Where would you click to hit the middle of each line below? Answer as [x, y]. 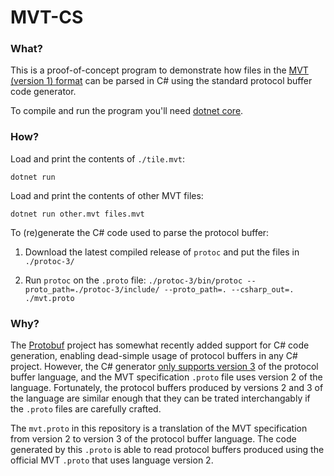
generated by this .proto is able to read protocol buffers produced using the [167, 450]
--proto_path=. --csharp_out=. [229, 289]
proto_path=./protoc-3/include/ [92, 289]
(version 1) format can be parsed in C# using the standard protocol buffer [161, 81]
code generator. [43, 92]
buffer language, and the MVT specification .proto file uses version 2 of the [166, 377]
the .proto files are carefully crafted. [86, 409]
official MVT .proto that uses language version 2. [112, 460]
